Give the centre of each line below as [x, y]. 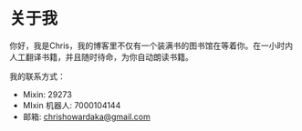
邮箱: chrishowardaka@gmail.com [86, 116]
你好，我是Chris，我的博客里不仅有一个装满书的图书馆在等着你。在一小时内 [151, 45]
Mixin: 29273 [47, 94]
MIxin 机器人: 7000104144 [72, 105]
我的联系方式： [37, 76]
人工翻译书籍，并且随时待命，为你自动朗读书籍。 [101, 56]
